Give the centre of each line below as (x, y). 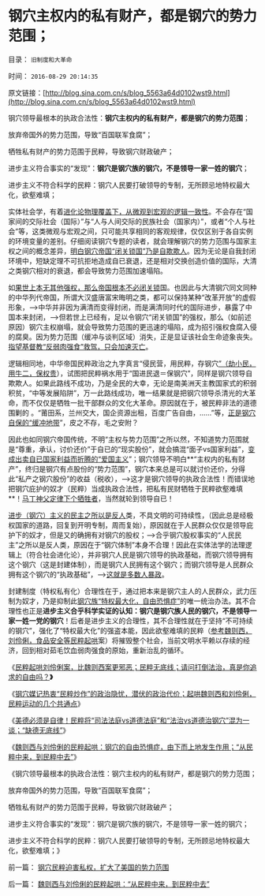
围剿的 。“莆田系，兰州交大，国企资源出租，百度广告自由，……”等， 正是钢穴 (132, 413)
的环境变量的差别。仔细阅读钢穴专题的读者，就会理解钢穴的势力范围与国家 (129, 241)
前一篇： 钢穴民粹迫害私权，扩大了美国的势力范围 (89, 867)
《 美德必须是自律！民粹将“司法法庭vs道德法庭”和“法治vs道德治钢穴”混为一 (129, 720)
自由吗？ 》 (37, 677)
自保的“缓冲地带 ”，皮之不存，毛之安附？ (74, 422)
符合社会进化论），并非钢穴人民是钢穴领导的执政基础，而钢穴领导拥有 (141, 554)
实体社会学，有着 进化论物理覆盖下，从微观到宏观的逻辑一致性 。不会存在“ (127, 211)
